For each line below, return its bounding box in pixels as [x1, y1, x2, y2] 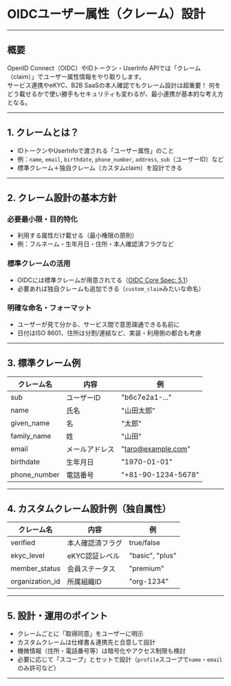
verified [10, 538, 36, 548]
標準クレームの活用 [7, 259, 71, 268]
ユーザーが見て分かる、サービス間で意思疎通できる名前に [16, 320, 180, 328]
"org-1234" [129, 577, 169, 586]
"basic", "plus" [129, 551, 177, 561]
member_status [10, 564, 60, 573]
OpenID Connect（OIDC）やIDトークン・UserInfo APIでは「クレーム [7, 63, 201, 72]
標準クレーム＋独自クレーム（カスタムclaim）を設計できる [16, 163, 183, 172]
